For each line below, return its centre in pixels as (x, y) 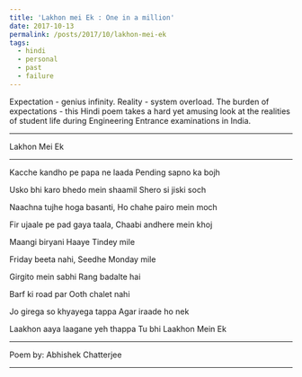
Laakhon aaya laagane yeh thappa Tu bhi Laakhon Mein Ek (118, 329)
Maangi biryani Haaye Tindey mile (72, 241)
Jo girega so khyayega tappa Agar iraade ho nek (99, 311)
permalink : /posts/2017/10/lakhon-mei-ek (88, 34)
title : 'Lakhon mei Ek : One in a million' (92, 18)
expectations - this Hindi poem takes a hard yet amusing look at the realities (150, 111)
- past (30, 68)
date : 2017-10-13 (42, 26)
